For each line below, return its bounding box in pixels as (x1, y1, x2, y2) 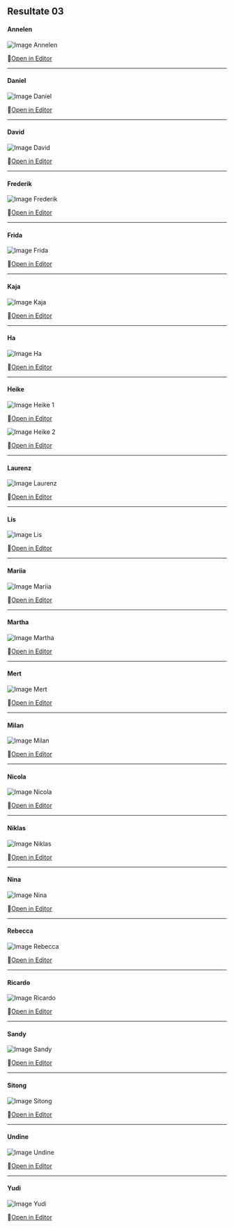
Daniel (7, 77, 26, 85)
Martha (7, 618, 29, 626)
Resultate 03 (7, 6, 64, 17)
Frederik (7, 179, 33, 187)
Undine (7, 1133, 29, 1141)
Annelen (7, 24, 33, 33)
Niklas (7, 824, 26, 832)
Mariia (7, 567, 26, 575)
